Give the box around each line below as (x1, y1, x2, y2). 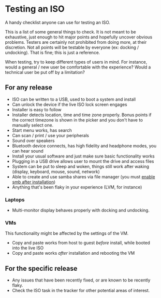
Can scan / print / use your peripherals (12, 132, 89, 138)
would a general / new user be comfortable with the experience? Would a (5, 64, 151, 70)
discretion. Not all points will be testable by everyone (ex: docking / (5, 44, 139, 50)
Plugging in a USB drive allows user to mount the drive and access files (12, 158, 154, 164)
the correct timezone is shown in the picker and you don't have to (12, 117, 143, 123)
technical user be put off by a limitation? (5, 69, 85, 75)
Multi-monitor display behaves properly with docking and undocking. (12, 208, 150, 213)
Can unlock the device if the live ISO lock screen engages (12, 101, 127, 107)
